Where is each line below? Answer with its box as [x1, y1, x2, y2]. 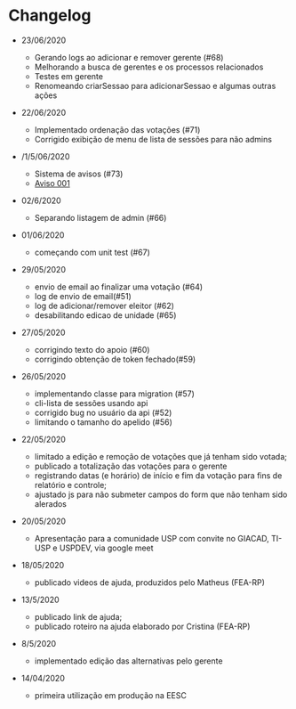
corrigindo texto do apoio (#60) [34, 344, 150, 354]
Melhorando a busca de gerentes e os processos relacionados [34, 61, 264, 72]
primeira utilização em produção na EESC [34, 689, 188, 700]
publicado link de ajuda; [34, 611, 123, 622]
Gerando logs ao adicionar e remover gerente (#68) [34, 52, 224, 62]
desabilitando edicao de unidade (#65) [34, 309, 177, 321]
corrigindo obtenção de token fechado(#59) [34, 354, 196, 364]
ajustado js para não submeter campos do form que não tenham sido [34, 489, 288, 500]
